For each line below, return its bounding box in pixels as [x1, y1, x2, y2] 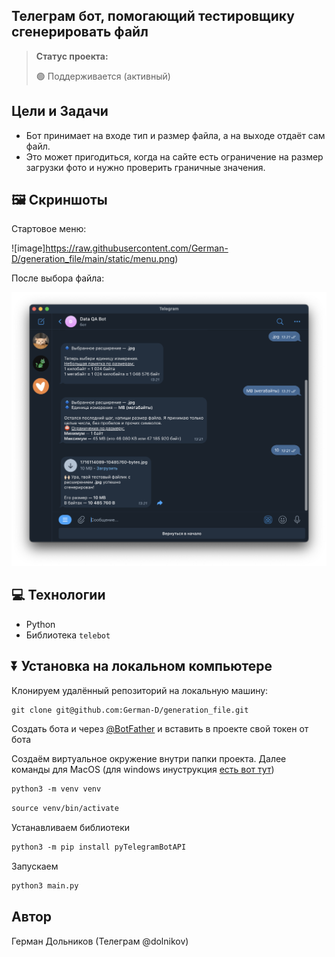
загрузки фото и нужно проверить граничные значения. [25, 161, 266, 173]
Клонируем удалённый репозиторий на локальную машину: [11, 684, 269, 696]
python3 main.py [11, 881, 79, 891]
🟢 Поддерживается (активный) [35, 70, 171, 82]
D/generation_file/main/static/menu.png [11, 253, 176, 265]
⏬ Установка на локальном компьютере [11, 658, 273, 675]
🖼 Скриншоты [11, 192, 108, 209]
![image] [11, 242, 46, 254]
